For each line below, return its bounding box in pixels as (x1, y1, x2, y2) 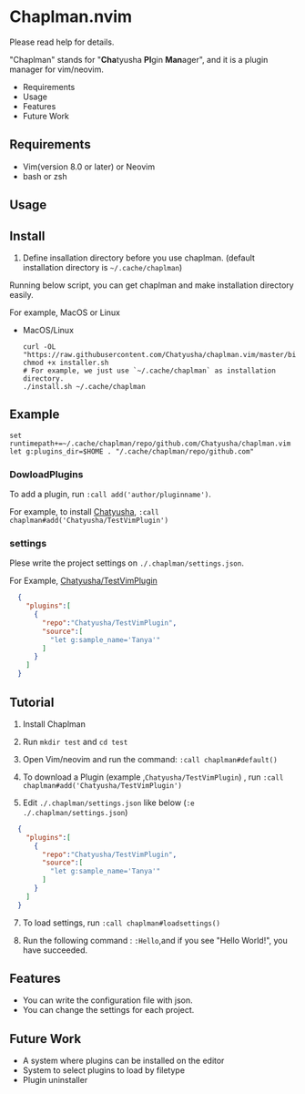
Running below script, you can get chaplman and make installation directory (9, 280, 294, 291)
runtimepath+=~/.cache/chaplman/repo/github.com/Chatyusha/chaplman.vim (9, 439, 291, 448)
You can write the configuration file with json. (22, 995, 193, 1006)
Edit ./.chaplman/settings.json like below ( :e (22, 797, 195, 808)
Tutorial (9, 694, 55, 710)
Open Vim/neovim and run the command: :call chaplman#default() (22, 753, 278, 764)
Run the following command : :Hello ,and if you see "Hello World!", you (22, 935, 289, 946)
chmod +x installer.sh (22, 358, 109, 367)
